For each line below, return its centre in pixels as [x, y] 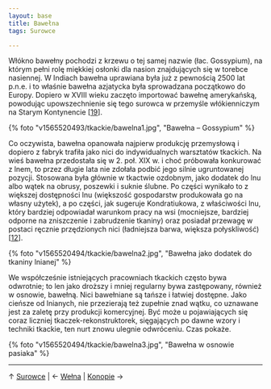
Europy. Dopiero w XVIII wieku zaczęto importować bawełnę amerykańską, [133, 95]
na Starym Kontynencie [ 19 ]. [56, 112]
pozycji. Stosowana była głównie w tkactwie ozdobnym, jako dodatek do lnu [135, 178]
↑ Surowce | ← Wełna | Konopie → [66, 377]
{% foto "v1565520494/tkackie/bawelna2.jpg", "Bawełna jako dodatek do [130, 253]
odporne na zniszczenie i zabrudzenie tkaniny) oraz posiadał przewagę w [131, 221]
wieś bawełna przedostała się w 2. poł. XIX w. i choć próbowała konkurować [135, 161]
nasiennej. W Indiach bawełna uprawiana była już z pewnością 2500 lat [127, 78]
